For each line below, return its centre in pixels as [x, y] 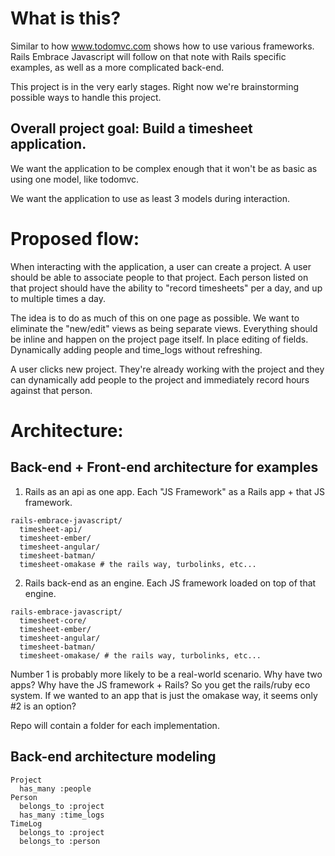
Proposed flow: [75, 238]
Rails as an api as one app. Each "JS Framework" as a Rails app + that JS [174, 491]
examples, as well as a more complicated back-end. [117, 67]
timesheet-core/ [53, 620]
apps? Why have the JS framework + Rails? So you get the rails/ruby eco [160, 684]
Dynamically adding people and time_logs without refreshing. [136, 349]
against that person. [51, 390]
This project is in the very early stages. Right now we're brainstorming [155, 86]
